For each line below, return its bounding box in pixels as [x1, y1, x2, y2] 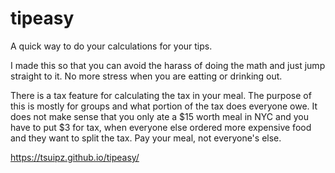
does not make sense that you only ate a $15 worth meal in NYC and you [10, 110, 309, 122]
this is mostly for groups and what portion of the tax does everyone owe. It [10, 100, 318, 112]
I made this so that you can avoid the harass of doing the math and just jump [10, 59, 326, 71]
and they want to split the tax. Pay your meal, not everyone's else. [10, 132, 282, 144]
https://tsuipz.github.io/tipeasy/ [10, 151, 140, 163]
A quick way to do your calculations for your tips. [10, 40, 213, 52]
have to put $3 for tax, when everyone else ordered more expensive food [10, 121, 312, 133]
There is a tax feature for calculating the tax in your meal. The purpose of [10, 89, 312, 101]
